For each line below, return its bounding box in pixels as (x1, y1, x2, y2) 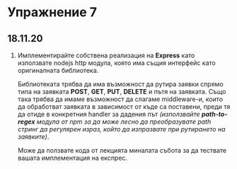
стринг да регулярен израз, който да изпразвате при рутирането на (17, 125, 226, 133)
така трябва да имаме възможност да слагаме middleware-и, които (17, 95, 224, 103)
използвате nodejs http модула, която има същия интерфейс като (17, 59, 216, 67)
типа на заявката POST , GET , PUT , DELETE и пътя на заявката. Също (17, 88, 226, 95)
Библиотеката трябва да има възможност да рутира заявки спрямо (17, 80, 224, 88)
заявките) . (17, 132, 50, 141)
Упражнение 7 (7, 4, 98, 21)
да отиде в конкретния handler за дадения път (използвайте (17, 110, 200, 118)
